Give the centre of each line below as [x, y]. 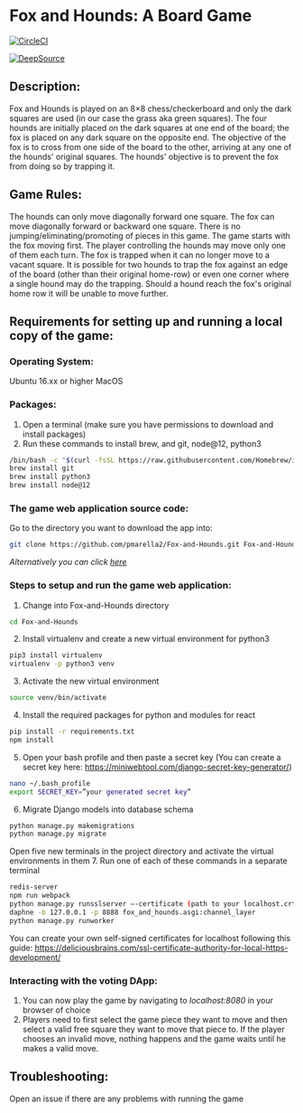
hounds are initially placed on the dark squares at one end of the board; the [150, 127]
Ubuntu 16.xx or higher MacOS [66, 382]
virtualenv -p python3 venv [62, 664]
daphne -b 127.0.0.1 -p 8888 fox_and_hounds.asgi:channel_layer [133, 912]
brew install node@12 [50, 486]
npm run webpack [40, 896]
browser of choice [56, 1010]
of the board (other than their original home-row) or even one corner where [149, 274]
